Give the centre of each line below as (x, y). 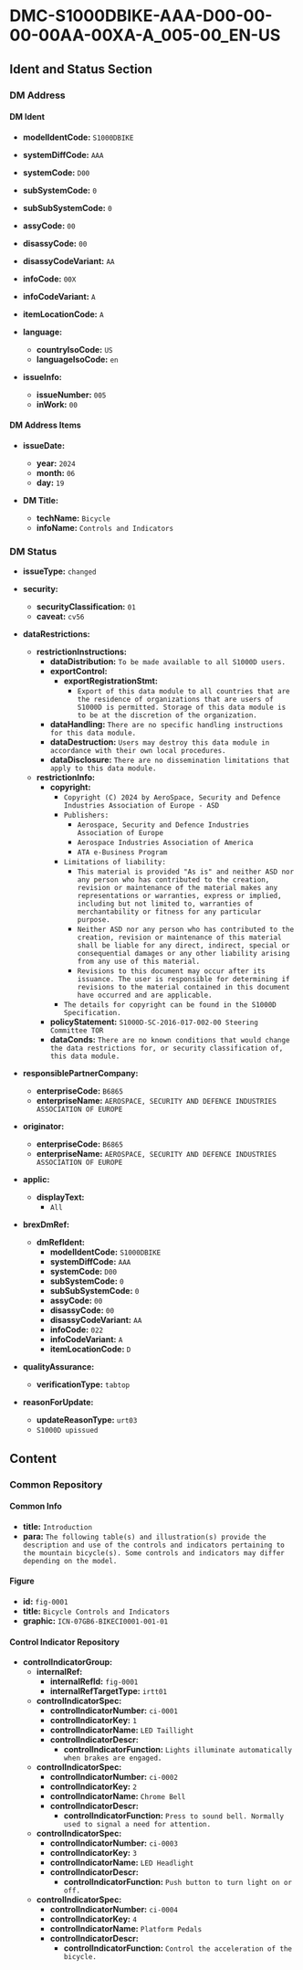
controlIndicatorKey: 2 (93, 1786)
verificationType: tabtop (83, 1384)
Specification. (92, 1013)
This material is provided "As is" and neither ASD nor (186, 872)
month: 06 (56, 472)
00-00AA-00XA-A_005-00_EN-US (145, 35)
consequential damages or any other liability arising (183, 954)
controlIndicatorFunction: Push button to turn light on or (178, 1882)
